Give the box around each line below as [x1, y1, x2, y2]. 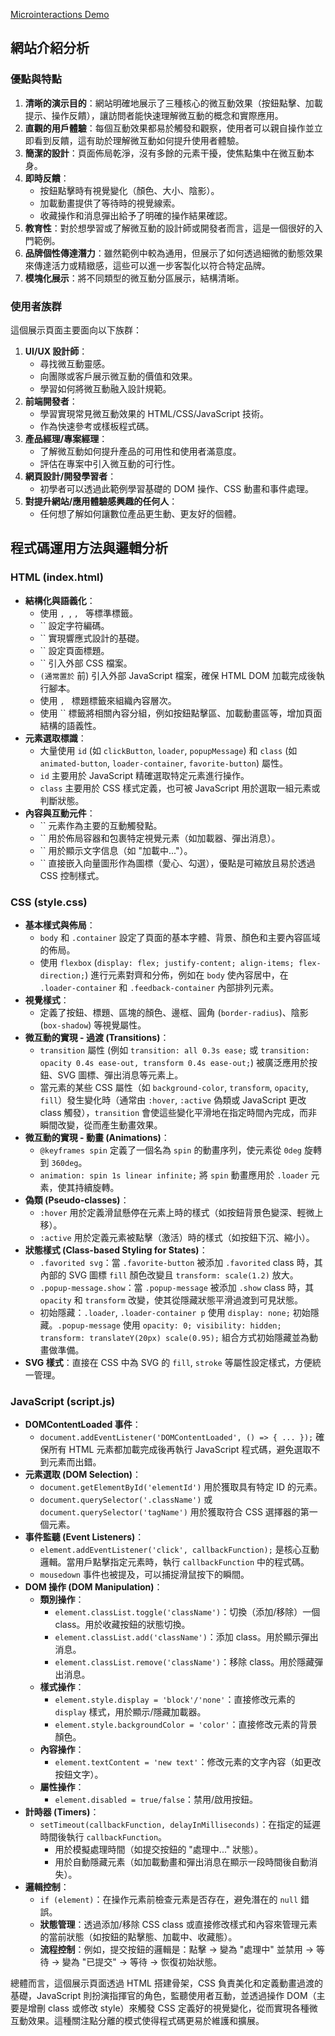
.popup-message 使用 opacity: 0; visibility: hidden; [57, 1319, 282, 1331]
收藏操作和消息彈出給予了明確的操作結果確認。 [39, 209, 233, 221]
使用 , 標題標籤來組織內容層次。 [39, 694, 177, 706]
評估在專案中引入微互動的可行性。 [39, 457, 181, 469]
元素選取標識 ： [24, 732, 87, 744]
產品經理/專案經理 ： [24, 432, 108, 444]
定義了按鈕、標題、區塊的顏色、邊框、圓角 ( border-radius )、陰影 [39, 1006, 309, 1018]
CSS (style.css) [10, 895, 88, 909]
